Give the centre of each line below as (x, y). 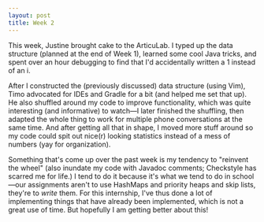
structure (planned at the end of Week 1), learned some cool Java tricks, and (132, 54)
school (243, 176)
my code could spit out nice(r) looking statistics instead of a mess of (119, 135)
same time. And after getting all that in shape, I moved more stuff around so (131, 128)
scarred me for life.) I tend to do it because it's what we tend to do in (119, 176)
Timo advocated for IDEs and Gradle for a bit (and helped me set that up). (127, 94)
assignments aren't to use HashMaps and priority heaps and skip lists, (141, 184)
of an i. (20, 70)
